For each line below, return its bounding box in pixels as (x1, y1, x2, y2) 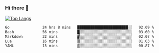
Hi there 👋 (5, 4, 29, 11)
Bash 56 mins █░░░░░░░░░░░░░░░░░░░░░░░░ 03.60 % (5, 29, 154, 35)
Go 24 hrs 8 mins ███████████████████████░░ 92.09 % (5, 25, 154, 30)
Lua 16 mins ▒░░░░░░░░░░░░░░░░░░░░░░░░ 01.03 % (5, 39, 154, 44)
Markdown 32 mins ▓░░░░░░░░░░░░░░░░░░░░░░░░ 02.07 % (5, 34, 154, 39)
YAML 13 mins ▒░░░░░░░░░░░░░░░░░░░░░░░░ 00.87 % (5, 43, 154, 48)
